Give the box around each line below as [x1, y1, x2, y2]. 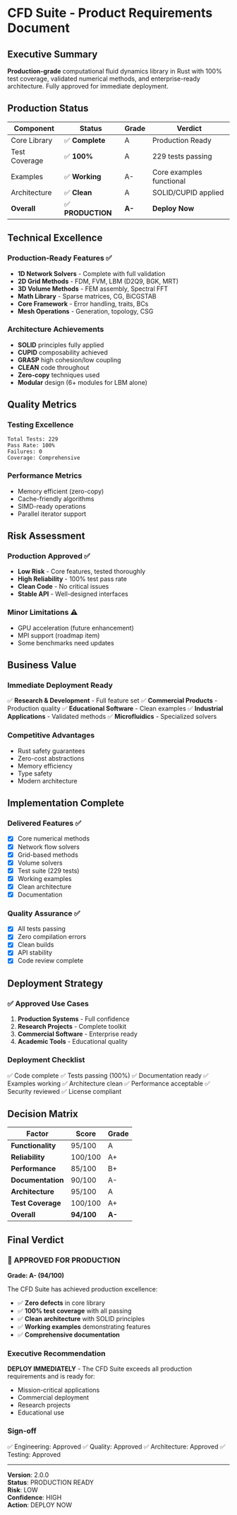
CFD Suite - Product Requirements [7, 5, 213, 21]
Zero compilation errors [17, 933, 87, 941]
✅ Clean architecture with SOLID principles [17, 1315, 145, 1323]
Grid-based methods [17, 851, 79, 859]
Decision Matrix [7, 1107, 79, 1119]
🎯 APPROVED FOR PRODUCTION [7, 1255, 121, 1265]
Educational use [17, 1408, 65, 1417]
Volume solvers [17, 858, 63, 867]
